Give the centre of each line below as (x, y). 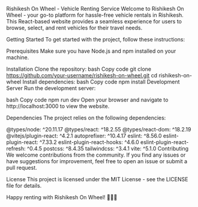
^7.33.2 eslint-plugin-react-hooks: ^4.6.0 (89, 142)
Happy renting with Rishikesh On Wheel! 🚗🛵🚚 (62, 197)
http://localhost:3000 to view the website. (58, 106)
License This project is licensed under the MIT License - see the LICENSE (97, 179)
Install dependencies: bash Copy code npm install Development (101, 82)
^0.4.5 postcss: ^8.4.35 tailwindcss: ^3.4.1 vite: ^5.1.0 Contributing (108, 148)
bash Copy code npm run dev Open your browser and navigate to (87, 100)
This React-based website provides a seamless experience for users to (94, 21)
